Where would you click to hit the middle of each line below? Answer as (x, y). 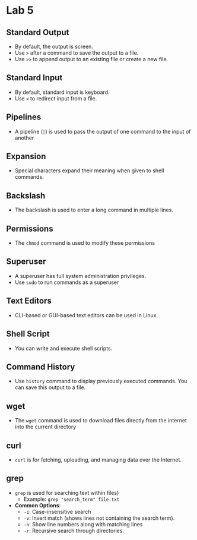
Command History (41, 367)
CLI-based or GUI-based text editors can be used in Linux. (86, 315)
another (24, 138)
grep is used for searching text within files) (67, 492)
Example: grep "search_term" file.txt (72, 499)
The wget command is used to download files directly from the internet (101, 421)
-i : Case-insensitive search (57, 511)
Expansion (26, 157)
